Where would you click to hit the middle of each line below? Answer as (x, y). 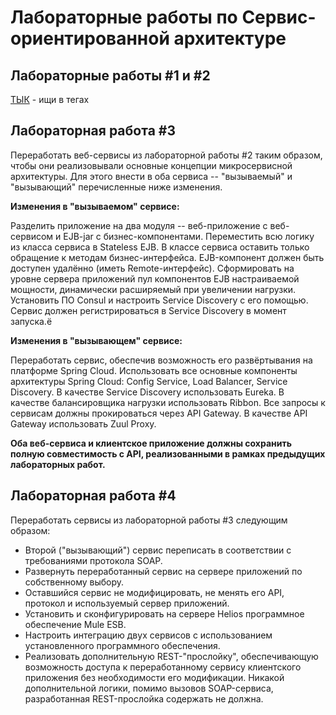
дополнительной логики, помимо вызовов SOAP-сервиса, (149, 688)
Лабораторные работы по (124, 17)
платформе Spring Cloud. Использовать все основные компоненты (154, 370)
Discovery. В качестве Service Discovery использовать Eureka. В (147, 392)
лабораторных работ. (58, 464)
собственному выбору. (74, 582)
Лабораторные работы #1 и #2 (110, 75)
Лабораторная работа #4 (93, 496)
